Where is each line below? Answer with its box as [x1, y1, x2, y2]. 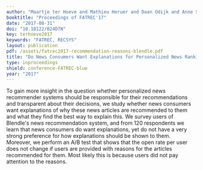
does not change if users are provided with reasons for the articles [6, 145, 172, 152]
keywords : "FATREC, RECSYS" [6, 37, 77, 43]
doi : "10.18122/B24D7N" [6, 25, 66, 32]
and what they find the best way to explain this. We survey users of [6, 113, 174, 120]
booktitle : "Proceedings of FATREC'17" [6, 15, 107, 21]
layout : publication [6, 43, 59, 49]
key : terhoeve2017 [6, 31, 53, 38]
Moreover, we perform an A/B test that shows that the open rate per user [6, 139, 188, 146]
